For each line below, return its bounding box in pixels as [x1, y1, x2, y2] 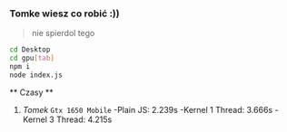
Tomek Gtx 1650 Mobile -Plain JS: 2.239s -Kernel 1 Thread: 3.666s [22, 104, 273, 115]
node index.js [9, 71, 64, 80]
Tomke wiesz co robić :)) [9, 7, 120, 20]
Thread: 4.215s [55, 114, 113, 125]
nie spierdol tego [31, 28, 95, 39]
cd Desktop [9, 45, 51, 54]
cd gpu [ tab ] [9, 53, 54, 63]
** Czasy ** [9, 87, 54, 98]
